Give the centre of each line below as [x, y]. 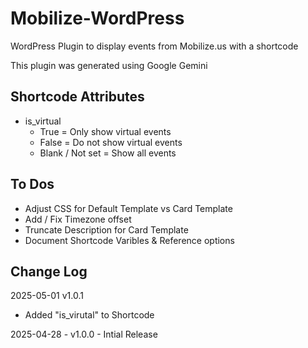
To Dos [32, 184]
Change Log [49, 271]
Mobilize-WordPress [97, 18]
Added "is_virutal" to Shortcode [89, 315]
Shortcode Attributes [77, 97]
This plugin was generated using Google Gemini [109, 65]
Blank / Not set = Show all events [108, 153]
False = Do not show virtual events [111, 142]
